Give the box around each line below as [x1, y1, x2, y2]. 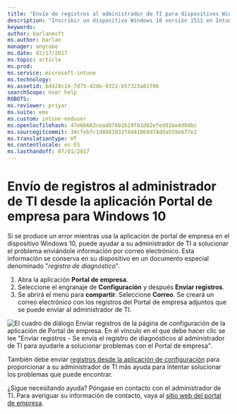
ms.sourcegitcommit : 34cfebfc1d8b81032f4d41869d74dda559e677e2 [7, 128, 197, 135]
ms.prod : [7, 63, 33, 70]
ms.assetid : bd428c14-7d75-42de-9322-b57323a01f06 [7, 83, 159, 90]
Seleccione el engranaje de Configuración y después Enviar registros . [17, 283, 224, 291]
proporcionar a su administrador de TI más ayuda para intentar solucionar [7, 363, 222, 371]
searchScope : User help [7, 89, 78, 96]
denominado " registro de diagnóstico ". [7, 262, 120, 270]
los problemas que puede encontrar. [7, 370, 113, 378]
